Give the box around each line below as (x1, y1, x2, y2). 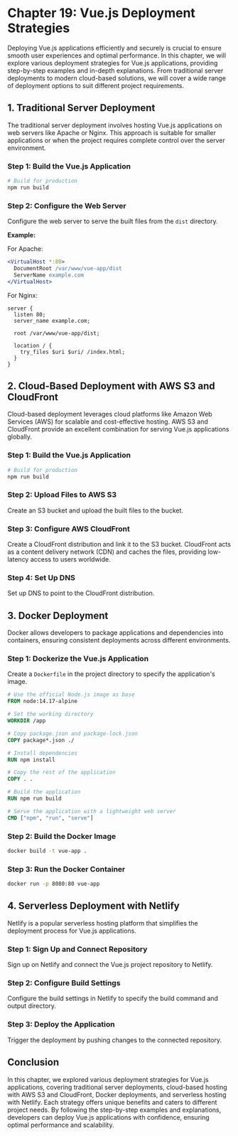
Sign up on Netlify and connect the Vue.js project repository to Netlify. (7, 960, 213, 969)
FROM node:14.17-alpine (7, 698, 78, 705)
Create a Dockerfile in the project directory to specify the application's (7, 670, 215, 678)
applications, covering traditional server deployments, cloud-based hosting (7, 1083, 227, 1091)
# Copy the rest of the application (7, 769, 116, 776)
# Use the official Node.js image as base (7, 691, 135, 698)
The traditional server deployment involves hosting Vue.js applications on (7, 121, 222, 129)
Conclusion (7, 1056, 60, 1068)
